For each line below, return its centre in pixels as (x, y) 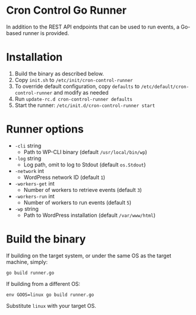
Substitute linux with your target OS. (51, 305)
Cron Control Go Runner (66, 10)
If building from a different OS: (43, 283)
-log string (28, 158)
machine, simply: (27, 262)
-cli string (28, 146)
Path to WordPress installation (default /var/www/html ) (89, 215)
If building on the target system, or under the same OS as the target (89, 256)
